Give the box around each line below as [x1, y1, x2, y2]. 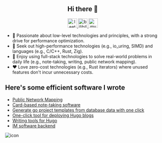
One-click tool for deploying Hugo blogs [12, 112, 94, 118]
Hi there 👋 [67, 5, 98, 13]
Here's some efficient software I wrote [5, 83, 126, 92]
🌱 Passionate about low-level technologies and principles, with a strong [12, 33, 158, 38]
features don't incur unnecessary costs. [12, 69, 94, 75]
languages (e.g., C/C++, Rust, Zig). [12, 48, 83, 54]
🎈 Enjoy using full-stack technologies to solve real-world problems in [12, 53, 152, 59]
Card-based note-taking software [12, 102, 81, 107]
